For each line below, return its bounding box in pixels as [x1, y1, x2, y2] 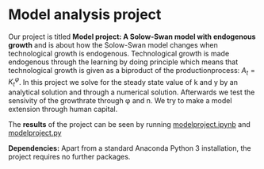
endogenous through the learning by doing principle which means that [8, 57, 239, 67]
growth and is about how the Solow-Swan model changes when [8, 40, 218, 49]
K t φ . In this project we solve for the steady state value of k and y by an [8, 75, 238, 89]
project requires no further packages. [8, 152, 131, 162]
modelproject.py [8, 129, 62, 138]
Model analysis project [8, 6, 162, 24]
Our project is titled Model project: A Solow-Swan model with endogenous [8, 32, 256, 41]
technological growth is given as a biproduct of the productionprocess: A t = [8, 65, 255, 77]
